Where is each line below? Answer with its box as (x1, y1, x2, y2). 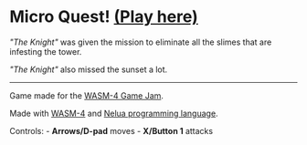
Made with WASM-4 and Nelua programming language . (9, 108, 218, 119)
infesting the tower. (9, 46, 82, 57)
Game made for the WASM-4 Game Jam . (9, 89, 164, 101)
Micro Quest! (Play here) (9, 6, 198, 27)
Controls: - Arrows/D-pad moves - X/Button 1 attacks (9, 125, 213, 136)
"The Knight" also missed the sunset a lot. (9, 64, 168, 75)
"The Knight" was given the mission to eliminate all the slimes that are (9, 36, 272, 47)
